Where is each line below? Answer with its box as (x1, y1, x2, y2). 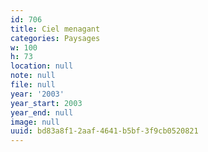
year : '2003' (10, 89, 65, 99)
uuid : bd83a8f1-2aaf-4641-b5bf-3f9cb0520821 (10, 126, 199, 136)
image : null (10, 117, 60, 127)
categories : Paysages (10, 33, 101, 43)
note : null (10, 71, 56, 81)
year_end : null (10, 107, 74, 118)
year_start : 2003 (10, 98, 83, 108)
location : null (10, 61, 74, 71)
